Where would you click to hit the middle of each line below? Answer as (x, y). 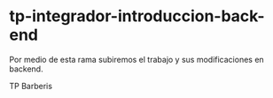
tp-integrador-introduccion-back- (137, 16)
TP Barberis (31, 86)
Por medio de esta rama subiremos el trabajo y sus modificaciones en (136, 59)
